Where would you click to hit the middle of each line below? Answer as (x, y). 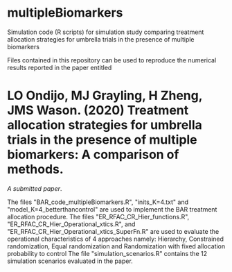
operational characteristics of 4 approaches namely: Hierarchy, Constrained (115, 239)
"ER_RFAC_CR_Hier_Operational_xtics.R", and (71, 224)
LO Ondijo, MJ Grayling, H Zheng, (105, 96)
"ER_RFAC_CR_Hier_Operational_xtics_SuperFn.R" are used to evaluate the (113, 231)
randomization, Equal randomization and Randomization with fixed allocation (116, 246)
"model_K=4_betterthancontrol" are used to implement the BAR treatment (112, 209)
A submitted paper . (35, 188)
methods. (35, 170)
